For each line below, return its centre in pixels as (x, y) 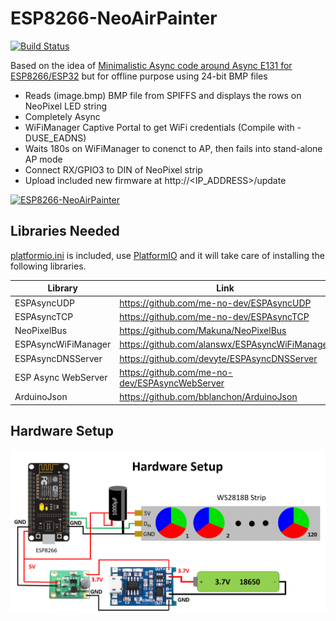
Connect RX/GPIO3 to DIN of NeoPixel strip (113, 169)
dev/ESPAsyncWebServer (172, 383)
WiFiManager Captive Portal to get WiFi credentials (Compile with (159, 127)
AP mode (43, 159)
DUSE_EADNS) (55, 138)
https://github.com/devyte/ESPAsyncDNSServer (218, 358)
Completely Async (62, 116)
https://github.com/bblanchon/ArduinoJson (208, 396)
